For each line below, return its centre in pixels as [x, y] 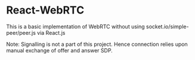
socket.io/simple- [167, 26]
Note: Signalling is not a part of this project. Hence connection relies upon [97, 44]
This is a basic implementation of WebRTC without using [75, 26]
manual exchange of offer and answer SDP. [60, 50]
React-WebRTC [45, 10]
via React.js [51, 32]
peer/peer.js [21, 32]
